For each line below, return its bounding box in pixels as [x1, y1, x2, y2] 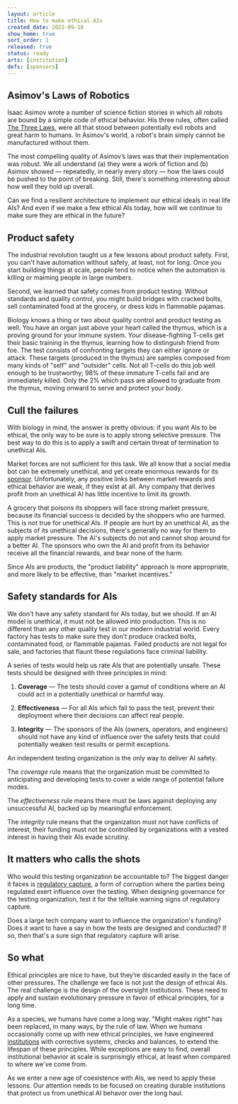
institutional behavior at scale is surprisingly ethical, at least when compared [7, 1052, 231, 1061]
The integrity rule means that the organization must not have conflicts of [7, 817, 218, 826]
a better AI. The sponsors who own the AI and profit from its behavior [7, 541, 210, 550]
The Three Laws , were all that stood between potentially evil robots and [7, 124, 217, 132]
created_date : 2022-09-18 [7, 23, 84, 31]
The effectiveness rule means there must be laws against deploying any [7, 796, 217, 804]
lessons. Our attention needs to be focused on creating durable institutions [7, 1081, 226, 1090]
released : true [7, 43, 52, 50]
